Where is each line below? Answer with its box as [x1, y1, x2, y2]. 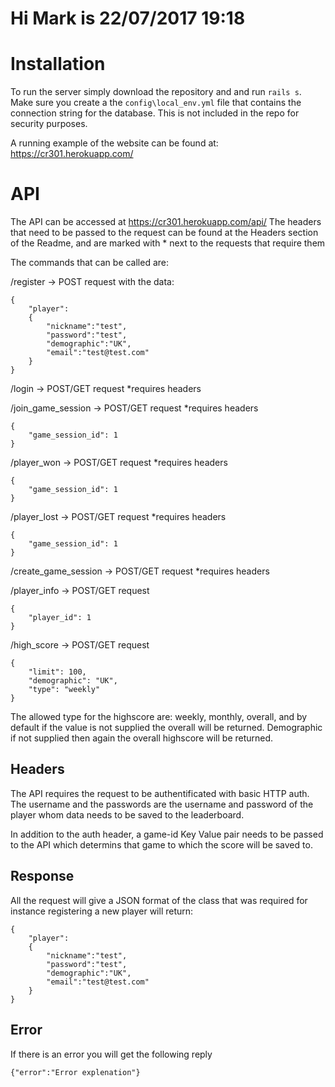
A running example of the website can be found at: [10, 137, 219, 149]
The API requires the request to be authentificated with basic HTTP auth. [10, 787, 310, 799]
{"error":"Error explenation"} [10, 1067, 141, 1077]
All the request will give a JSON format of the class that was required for [10, 894, 308, 906]
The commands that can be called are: [10, 257, 170, 269]
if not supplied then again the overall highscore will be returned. [10, 732, 274, 744]
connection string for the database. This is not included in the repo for [10, 107, 300, 119]
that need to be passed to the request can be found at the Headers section [10, 227, 319, 239]
